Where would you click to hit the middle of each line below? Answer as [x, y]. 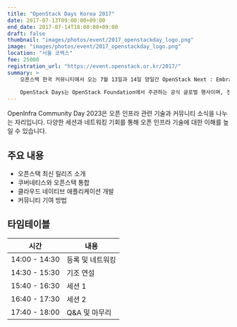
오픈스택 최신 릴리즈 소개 [51, 173]
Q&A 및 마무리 [89, 312]
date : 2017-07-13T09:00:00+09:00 [56, 20]
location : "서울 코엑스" [40, 54]
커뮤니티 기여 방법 [42, 200]
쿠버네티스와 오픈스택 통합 [54, 182]
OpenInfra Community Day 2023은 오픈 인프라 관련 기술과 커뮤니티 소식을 [111, 113]
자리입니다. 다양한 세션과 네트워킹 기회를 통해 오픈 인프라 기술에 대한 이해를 [118, 122]
